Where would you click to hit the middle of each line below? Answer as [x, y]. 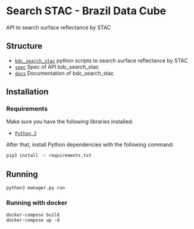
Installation [27, 92]
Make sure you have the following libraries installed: [70, 122]
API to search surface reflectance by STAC [59, 27]
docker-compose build [33, 215]
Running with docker [37, 203]
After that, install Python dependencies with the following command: [90, 145]
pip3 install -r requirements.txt [49, 156]
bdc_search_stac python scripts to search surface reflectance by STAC [101, 60]
